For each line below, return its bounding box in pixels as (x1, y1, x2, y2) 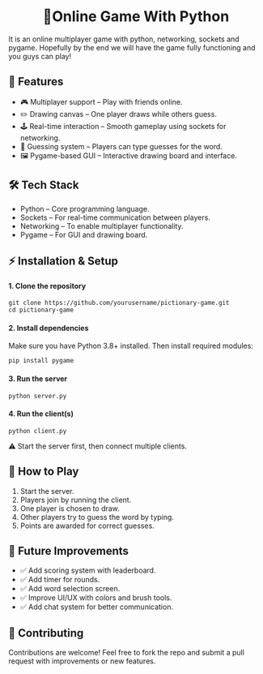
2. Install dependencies (8, 323, 89, 333)
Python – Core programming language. (19, 204, 150, 213)
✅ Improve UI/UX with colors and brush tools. (19, 593, 172, 603)
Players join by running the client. (19, 495, 132, 504)
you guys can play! (8, 51, 71, 61)
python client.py (8, 427, 67, 435)
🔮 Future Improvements (8, 543, 129, 558)
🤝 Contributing (8, 626, 84, 640)
